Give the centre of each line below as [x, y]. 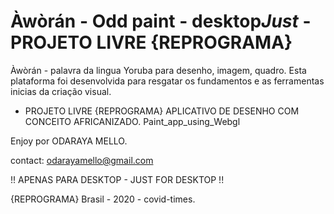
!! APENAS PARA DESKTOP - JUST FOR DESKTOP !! [117, 179]
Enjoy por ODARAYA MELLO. [69, 141]
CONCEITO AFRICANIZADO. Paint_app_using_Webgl [132, 121]
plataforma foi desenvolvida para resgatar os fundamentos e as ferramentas [167, 81]
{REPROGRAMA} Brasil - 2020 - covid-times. [103, 199]
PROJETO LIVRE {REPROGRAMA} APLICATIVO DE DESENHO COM [162, 111]
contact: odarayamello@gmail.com [82, 160]
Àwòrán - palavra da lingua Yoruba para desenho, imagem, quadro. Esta [158, 70]
